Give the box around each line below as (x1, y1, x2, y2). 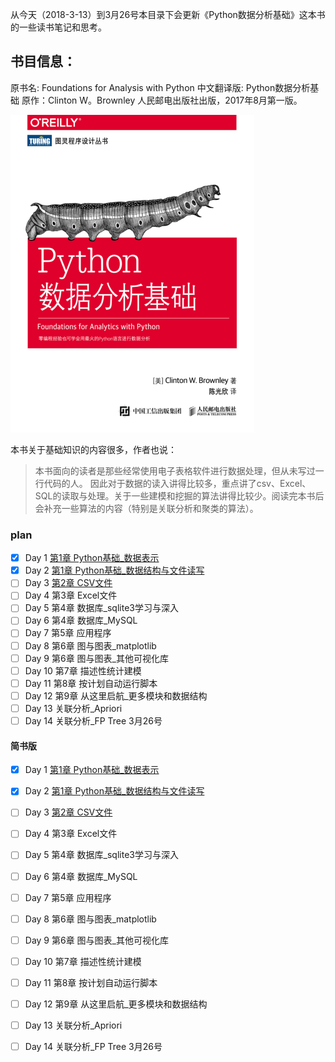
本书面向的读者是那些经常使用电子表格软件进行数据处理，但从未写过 (34, 464, 316, 477)
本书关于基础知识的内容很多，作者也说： (10, 443, 177, 455)
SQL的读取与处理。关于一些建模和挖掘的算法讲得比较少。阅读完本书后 (34, 489, 325, 502)
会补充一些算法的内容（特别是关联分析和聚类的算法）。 (34, 502, 259, 514)
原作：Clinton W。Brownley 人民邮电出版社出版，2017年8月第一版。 (21, 94, 303, 106)
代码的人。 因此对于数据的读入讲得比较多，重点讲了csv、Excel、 (43, 477, 312, 489)
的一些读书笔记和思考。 (10, 21, 107, 33)
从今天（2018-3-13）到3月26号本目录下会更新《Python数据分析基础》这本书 (10, 9, 326, 20)
